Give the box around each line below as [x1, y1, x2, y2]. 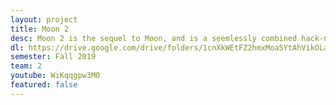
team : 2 [10, 61, 43, 71]
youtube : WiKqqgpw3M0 [10, 71, 101, 81]
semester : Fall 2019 [10, 52, 97, 62]
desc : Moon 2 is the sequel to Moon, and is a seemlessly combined [10, 33, 298, 43]
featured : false [10, 80, 78, 90]
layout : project [10, 14, 78, 25]
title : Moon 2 [10, 24, 70, 34]
